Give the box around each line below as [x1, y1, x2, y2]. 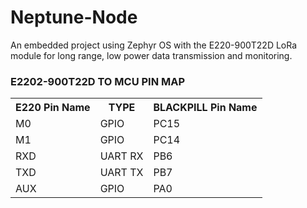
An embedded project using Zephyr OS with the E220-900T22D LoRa [10, 39, 298, 51]
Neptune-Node [10, 6, 138, 29]
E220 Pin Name [15, 101, 91, 115]
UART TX [99, 166, 144, 180]
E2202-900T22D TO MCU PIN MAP [10, 74, 186, 88]
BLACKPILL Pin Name [153, 101, 258, 115]
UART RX [99, 149, 144, 163]
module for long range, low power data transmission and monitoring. [10, 49, 293, 61]
